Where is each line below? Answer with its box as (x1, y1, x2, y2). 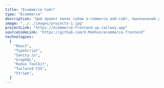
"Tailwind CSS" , (14, 66, 47, 71)
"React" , (14, 44, 32, 48)
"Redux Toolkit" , (14, 62, 49, 66)
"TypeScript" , (14, 48, 42, 53)
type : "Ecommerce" (5, 12, 42, 17)
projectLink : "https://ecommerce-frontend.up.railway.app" (5, 25, 128, 30)
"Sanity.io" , (14, 52, 41, 58)
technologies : (5, 35, 34, 40)
